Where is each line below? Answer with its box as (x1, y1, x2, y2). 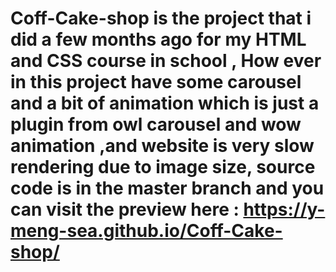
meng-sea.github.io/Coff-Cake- (10, 220, 283, 242)
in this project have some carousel (10, 71, 302, 94)
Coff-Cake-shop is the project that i (10, 7, 312, 30)
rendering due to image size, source (10, 156, 316, 179)
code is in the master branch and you (10, 177, 325, 200)
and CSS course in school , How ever (10, 50, 322, 72)
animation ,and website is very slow (10, 135, 315, 157)
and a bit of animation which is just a (10, 92, 320, 115)
